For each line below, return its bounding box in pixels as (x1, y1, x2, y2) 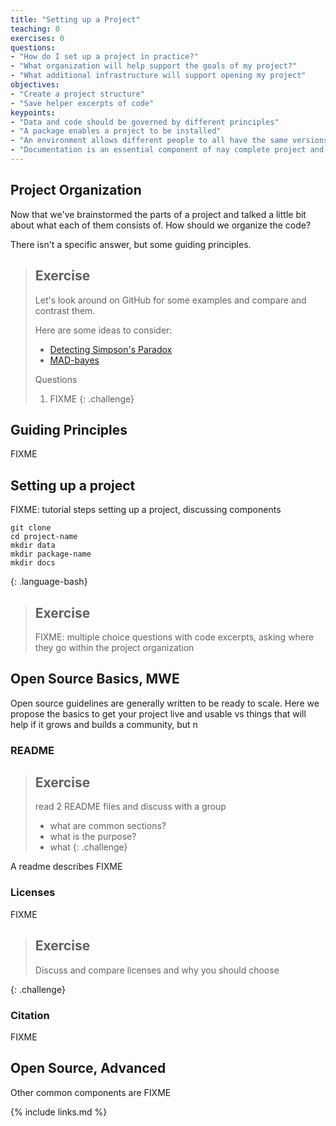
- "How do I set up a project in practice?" (10, 52, 199, 62)
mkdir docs (10, 558, 56, 568)
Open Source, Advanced (10, 1060, 167, 1077)
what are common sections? (49, 820, 167, 832)
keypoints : (10, 107, 56, 118)
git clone (10, 523, 52, 533)
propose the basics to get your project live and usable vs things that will (10, 707, 307, 720)
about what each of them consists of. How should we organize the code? (10, 219, 312, 231)
